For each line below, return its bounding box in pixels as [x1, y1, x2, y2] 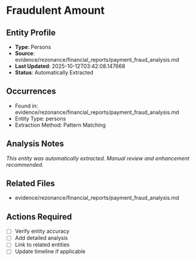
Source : [14, 50, 35, 57]
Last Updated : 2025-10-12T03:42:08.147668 [14, 62, 125, 70]
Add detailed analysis [14, 235, 68, 242]
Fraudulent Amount [6, 4, 105, 17]
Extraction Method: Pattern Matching [14, 121, 106, 128]
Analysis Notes [6, 139, 65, 149]
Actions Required [6, 211, 72, 222]
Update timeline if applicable [14, 248, 85, 255]
